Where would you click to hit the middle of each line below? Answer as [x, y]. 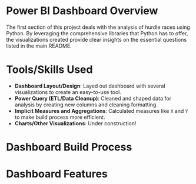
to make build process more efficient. [60, 117]
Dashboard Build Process [69, 147]
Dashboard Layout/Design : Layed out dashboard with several [90, 86]
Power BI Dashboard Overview [82, 11]
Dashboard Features [57, 174]
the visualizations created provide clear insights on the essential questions [97, 39]
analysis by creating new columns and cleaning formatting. [86, 105]
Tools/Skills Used [49, 70]
